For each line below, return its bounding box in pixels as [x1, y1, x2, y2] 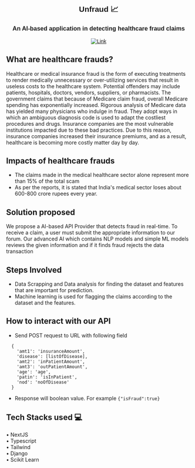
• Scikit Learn [6, 456, 39, 463]
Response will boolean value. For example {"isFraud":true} [14, 395, 160, 402]
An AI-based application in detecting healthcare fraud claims [12, 25, 185, 32]
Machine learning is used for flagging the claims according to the [14, 293, 173, 300]
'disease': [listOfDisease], [16, 353, 88, 359]
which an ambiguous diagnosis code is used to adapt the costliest [6, 113, 166, 121]
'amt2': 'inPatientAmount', [16, 359, 85, 365]
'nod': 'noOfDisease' [16, 379, 69, 385]
